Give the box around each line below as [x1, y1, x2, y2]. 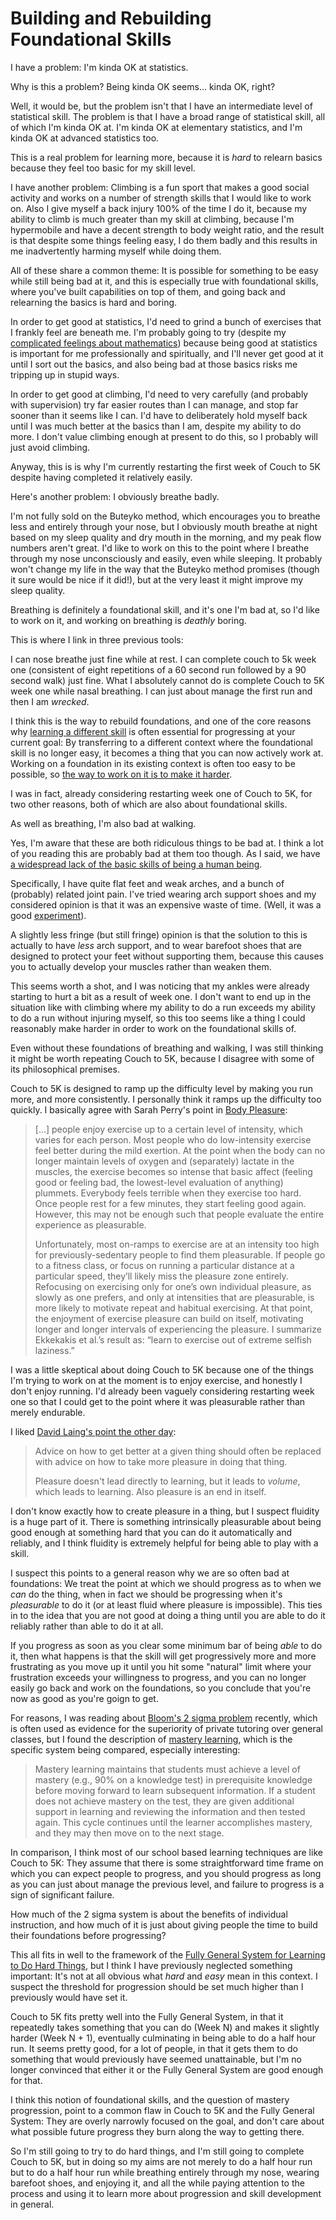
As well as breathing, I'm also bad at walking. [10, 817, 197, 829]
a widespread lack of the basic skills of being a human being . [10, 858, 263, 870]
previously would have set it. [10, 1991, 128, 2003]
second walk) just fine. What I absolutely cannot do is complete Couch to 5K [10, 674, 325, 686]
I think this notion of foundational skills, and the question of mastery [10, 2093, 290, 2106]
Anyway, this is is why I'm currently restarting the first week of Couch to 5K [10, 460, 321, 472]
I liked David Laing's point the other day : [10, 1425, 177, 1437]
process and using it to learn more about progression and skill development [10, 2187, 322, 2199]
